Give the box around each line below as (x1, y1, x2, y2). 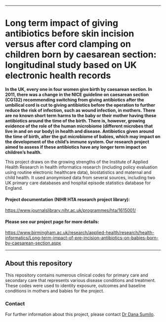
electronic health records (5, 70, 111, 81)
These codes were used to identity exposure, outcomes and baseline (5, 282, 146, 289)
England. (5, 185, 23, 191)
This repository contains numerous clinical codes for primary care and (5, 272, 148, 278)
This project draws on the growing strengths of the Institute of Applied (5, 159, 148, 164)
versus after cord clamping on (5, 39, 131, 50)
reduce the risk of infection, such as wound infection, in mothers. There (5, 107, 156, 113)
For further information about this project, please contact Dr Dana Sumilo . (5, 312, 155, 318)
